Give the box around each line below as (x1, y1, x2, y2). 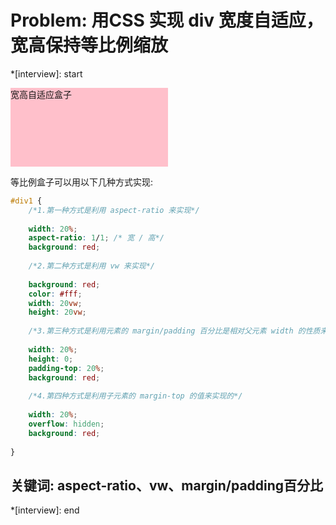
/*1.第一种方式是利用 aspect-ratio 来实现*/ (28, 205, 200, 215)
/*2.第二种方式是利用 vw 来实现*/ (28, 261, 156, 271)
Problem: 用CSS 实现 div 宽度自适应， (10, 9, 324, 32)
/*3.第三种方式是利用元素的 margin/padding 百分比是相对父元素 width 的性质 (28, 326, 321, 336)
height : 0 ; (28, 354, 74, 364)
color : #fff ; (28, 289, 83, 299)
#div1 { (10, 196, 43, 206)
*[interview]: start (10, 67, 83, 80)
